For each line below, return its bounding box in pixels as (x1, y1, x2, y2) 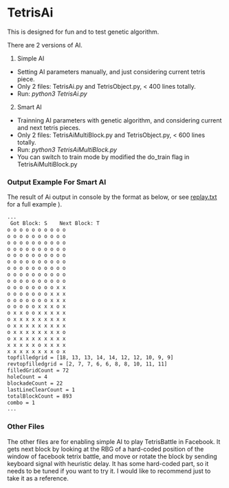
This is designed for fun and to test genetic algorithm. (7, 28, 160, 36)
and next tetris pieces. (17, 123, 81, 131)
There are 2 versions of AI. (7, 41, 83, 49)
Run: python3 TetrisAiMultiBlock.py (17, 145, 118, 153)
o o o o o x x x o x (7, 303, 67, 310)
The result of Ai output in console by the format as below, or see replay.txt (7, 193, 217, 201)
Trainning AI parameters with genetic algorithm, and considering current (17, 116, 222, 125)
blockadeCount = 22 (7, 380, 63, 387)
